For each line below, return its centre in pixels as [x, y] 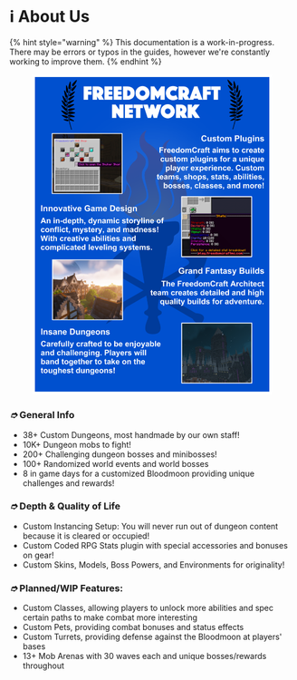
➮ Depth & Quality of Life [65, 506]
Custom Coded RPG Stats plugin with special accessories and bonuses [155, 545]
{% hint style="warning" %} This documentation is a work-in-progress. [142, 42]
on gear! [38, 555]
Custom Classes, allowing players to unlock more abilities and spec [148, 608]
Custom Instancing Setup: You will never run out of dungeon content [150, 526]
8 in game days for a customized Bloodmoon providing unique [139, 473]
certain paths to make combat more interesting [110, 617]
